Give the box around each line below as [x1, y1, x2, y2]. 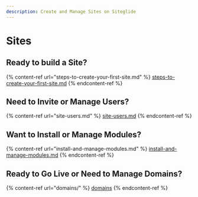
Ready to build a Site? [6, 57, 87, 68]
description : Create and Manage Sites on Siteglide [6, 8, 136, 15]
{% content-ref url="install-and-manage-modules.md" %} [6, 146, 148, 153]
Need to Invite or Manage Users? [6, 97, 129, 107]
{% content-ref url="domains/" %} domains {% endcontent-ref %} [6, 185, 168, 192]
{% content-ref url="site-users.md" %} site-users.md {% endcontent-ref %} [6, 112, 192, 120]
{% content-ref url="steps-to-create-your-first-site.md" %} [6, 73, 151, 80]
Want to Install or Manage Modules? [6, 130, 142, 140]
